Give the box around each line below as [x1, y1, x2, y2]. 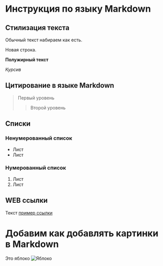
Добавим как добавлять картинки [5, 227, 158, 239]
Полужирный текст [5, 57, 49, 63]
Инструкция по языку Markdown [5, 3, 151, 15]
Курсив [5, 67, 21, 72]
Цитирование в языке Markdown [5, 81, 114, 90]
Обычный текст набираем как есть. [5, 37, 83, 43]
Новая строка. [5, 47, 37, 52]
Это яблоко [5, 255, 30, 261]
